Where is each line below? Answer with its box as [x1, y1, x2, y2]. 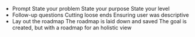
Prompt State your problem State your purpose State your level [12, 5, 170, 12]
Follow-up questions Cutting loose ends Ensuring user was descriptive [12, 11, 190, 18]
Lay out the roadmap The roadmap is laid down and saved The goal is [12, 18, 187, 24]
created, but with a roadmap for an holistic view [12, 24, 132, 31]
